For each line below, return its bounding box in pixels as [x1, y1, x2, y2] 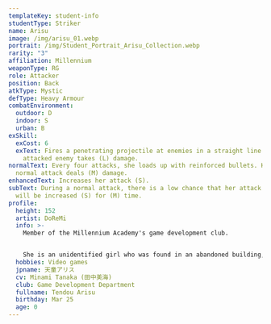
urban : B [15, 124, 45, 132]
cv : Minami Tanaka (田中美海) [15, 273, 113, 281]
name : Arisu [8, 27, 48, 35]
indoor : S [15, 117, 48, 125]
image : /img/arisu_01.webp [8, 34, 99, 43]
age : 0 [15, 303, 38, 311]
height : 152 [15, 206, 56, 214]
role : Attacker [8, 72, 60, 80]
